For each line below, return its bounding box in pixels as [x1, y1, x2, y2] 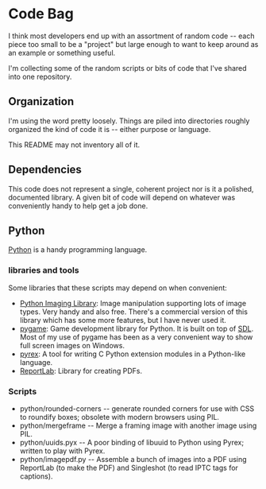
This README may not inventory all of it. [8, 140, 141, 149]
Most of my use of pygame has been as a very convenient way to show [19, 332, 253, 342]
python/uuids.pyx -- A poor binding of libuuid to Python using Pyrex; [19, 437, 245, 447]
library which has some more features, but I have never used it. [19, 315, 226, 324]
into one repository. [8, 72, 72, 81]
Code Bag [8, 5, 74, 23]
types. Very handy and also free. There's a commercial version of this [19, 307, 249, 316]
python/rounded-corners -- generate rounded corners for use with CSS [19, 403, 255, 413]
